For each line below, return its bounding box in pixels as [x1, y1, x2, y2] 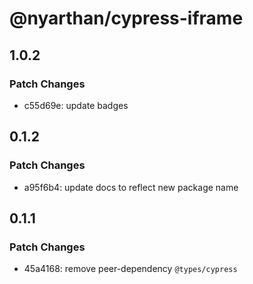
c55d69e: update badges [23, 99, 129, 111]
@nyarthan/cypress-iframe [9, 7, 244, 30]
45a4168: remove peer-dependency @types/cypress [23, 263, 238, 275]
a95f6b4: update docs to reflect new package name [23, 181, 239, 193]
